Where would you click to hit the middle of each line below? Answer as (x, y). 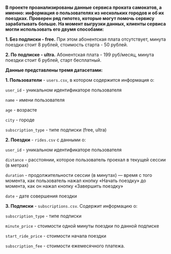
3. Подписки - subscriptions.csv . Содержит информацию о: (71, 206)
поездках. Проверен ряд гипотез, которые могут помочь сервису (80, 18)
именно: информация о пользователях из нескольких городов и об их (85, 13)
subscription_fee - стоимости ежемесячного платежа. (65, 246)
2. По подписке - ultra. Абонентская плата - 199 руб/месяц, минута (80, 55)
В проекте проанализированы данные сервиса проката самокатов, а (83, 7)
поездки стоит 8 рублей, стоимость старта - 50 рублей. (67, 45)
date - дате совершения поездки (41, 196)
